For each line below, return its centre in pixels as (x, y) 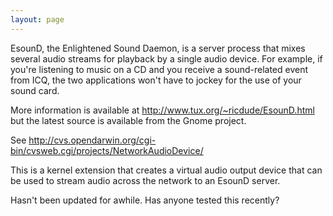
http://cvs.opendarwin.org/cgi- (92, 140)
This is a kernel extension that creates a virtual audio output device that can (166, 170)
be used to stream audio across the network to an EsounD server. (145, 180)
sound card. (35, 90)
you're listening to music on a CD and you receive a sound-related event (159, 69)
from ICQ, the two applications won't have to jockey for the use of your (156, 80)
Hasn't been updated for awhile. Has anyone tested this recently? (145, 200)
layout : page (37, 19)
